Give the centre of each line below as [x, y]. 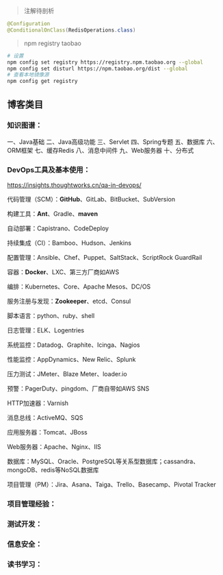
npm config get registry [42, 82]
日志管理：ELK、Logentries [45, 330]
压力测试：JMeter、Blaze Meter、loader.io [67, 374]
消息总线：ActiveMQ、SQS [45, 418]
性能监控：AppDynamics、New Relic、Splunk [71, 360]
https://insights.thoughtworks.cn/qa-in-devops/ [74, 185]
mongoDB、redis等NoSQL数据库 [53, 470]
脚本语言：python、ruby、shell [51, 316]
